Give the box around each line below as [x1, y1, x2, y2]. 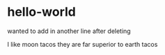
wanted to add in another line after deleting [7, 27, 131, 35]
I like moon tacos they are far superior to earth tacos [7, 40, 158, 48]
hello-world [7, 4, 77, 20]
